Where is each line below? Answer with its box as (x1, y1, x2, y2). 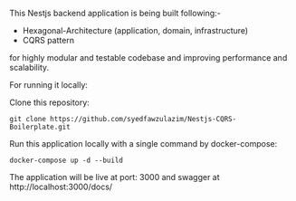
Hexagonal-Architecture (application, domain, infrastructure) (22, 25, 249, 35)
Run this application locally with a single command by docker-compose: (9, 139, 278, 148)
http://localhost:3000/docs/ (9, 181, 113, 192)
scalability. (9, 62, 50, 72)
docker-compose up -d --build (9, 156, 124, 165)
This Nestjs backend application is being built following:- (9, 8, 222, 18)
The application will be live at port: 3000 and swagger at (9, 172, 220, 182)
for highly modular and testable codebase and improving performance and (9, 53, 288, 62)
